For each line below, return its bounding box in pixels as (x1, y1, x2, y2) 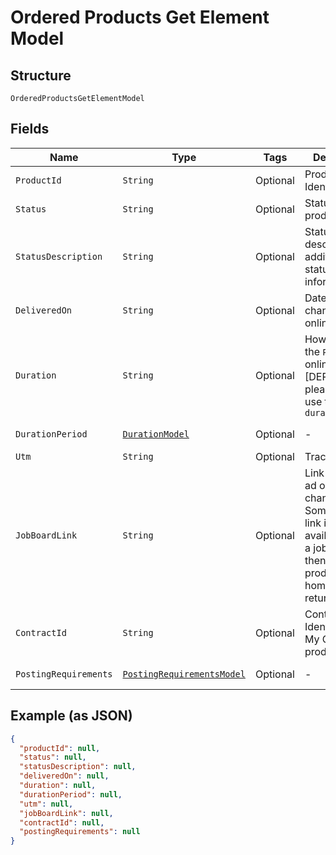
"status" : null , (19, 752, 87, 763)
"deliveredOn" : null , (19, 771, 110, 781)
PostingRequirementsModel (122, 668, 246, 680)
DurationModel (122, 428, 190, 440)
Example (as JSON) (10, 707, 133, 725)
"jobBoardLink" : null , (19, 808, 114, 818)
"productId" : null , (19, 743, 101, 753)
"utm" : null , (19, 799, 74, 809)
